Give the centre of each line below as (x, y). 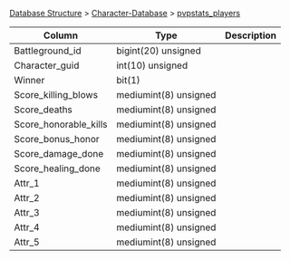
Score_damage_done (59, 154)
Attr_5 (27, 242)
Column (61, 35)
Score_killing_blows (56, 95)
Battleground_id (48, 51)
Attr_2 (27, 198)
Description (251, 35)
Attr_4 (27, 227)
